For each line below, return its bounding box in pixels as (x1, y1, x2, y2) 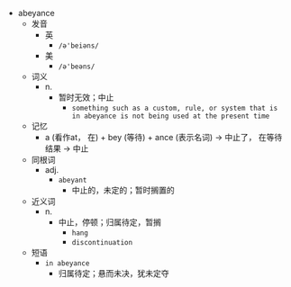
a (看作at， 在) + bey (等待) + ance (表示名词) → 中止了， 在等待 (44, 132, 283, 142)
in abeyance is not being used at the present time (71, 112, 270, 121)
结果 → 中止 (44, 143, 89, 154)
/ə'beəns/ (58, 62, 95, 71)
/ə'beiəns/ (58, 41, 99, 50)
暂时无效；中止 (58, 92, 114, 103)
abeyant (58, 175, 87, 184)
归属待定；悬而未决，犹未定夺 (58, 268, 169, 278)
